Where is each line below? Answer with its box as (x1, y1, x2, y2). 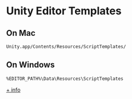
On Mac (6, 28, 36, 38)
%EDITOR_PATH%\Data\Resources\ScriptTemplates (6, 76, 124, 82)
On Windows (6, 60, 55, 70)
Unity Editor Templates (6, 4, 122, 18)
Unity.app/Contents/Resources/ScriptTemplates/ (6, 44, 127, 49)
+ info (6, 86, 21, 93)
